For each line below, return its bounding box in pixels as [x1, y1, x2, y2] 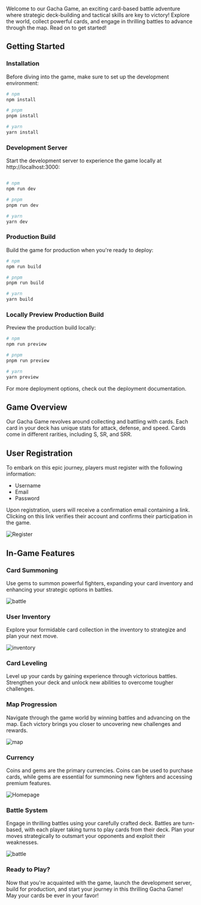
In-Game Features [6, 548, 75, 558]
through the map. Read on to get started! [6, 24, 106, 31]
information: [6, 470, 36, 478]
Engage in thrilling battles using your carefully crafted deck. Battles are [6, 820, 181, 827]
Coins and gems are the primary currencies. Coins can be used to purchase [6, 767, 193, 774]
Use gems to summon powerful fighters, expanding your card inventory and [6, 579, 193, 586]
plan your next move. [6, 632, 59, 640]
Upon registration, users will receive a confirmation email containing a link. [6, 506, 190, 514]
